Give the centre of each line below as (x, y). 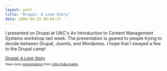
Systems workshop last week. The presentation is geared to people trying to (83, 38)
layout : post (19, 10)
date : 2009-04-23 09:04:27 (33, 19)
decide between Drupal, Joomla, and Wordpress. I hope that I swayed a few (83, 44)
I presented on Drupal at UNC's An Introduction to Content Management (79, 33)
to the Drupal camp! (26, 49)
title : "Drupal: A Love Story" (38, 14)
